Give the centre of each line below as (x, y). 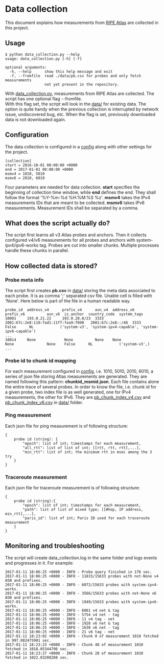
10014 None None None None (63, 340)
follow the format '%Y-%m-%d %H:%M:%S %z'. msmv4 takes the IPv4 (78, 197)
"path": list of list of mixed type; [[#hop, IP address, (83, 509)
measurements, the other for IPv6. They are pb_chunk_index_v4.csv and (78, 397)
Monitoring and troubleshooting (55, 546)
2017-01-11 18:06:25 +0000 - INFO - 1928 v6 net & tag (62, 623)
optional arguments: (26, 67)
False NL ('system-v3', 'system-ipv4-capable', (72, 327)
